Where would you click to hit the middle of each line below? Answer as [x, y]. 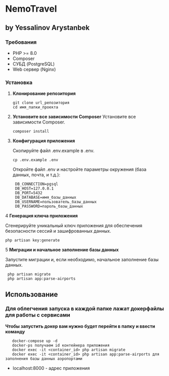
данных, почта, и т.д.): [36, 175]
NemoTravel [31, 9]
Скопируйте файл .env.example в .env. [53, 151]
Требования [21, 42]
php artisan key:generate [32, 240]
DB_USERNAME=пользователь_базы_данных [56, 202]
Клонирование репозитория [44, 93]
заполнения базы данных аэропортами [44, 359]
